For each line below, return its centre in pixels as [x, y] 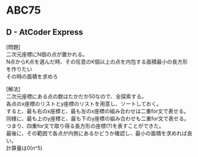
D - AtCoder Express [45, 32]
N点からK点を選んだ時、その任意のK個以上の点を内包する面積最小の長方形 [97, 62]
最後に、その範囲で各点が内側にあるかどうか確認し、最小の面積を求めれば [97, 133]
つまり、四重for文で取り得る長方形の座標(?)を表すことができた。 [85, 126]
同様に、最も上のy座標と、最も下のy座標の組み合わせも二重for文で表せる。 [98, 118]
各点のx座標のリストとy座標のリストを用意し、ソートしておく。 [84, 104]
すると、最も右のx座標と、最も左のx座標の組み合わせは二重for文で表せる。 [98, 111]
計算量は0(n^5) [25, 148]
